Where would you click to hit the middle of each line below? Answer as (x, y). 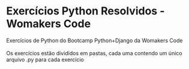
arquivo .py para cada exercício (45, 59)
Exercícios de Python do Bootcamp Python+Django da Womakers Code (94, 40)
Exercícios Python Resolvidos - (85, 11)
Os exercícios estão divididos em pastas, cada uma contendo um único (94, 53)
